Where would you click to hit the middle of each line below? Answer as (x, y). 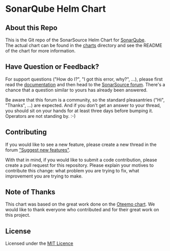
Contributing (26, 132)
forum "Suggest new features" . (38, 150)
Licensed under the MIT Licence (39, 243)
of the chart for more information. (40, 51)
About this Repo (31, 28)
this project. (18, 215)
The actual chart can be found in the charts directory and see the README (84, 45)
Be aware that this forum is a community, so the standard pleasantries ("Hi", (85, 99)
